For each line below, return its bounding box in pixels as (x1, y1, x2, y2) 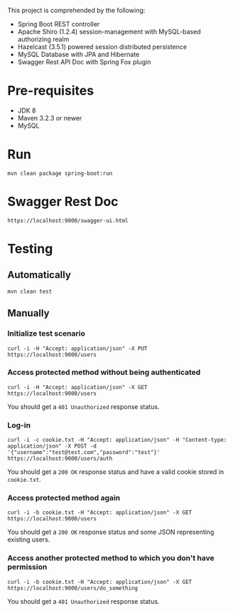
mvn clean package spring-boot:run (7, 170, 113, 177)
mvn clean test (7, 288, 53, 295)
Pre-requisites (7, 83, 94, 99)
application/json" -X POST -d (7, 443, 97, 450)
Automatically (7, 269, 71, 281)
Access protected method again (7, 493, 121, 503)
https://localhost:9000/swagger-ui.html (7, 217, 129, 224)
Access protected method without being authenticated (7, 367, 201, 377)
